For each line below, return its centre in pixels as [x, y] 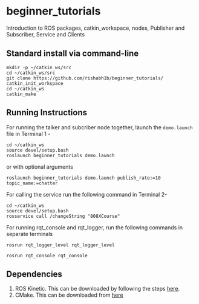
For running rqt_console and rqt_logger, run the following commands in [95, 227]
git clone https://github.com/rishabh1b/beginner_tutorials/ [85, 78]
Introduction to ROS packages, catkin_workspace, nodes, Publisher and [96, 28]
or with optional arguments [40, 167]
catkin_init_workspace [35, 83]
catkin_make [21, 94]
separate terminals [30, 234]
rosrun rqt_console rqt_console [47, 255]
